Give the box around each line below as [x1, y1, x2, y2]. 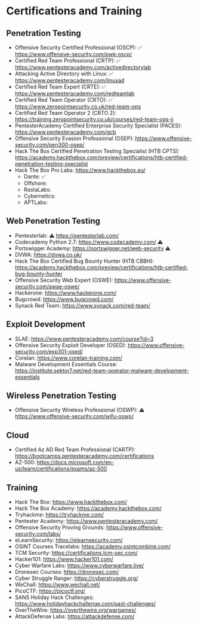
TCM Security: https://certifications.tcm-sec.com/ [14, 549, 138, 557]
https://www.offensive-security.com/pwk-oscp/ [14, 51, 132, 57]
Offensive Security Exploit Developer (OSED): [14, 341, 126, 348]
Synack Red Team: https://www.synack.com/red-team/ [14, 302, 151, 309]
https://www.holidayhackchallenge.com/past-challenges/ [14, 600, 156, 607]
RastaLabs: [23, 186, 52, 193]
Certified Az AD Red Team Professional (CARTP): [14, 446, 135, 453]
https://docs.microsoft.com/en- [36, 459, 115, 466]
